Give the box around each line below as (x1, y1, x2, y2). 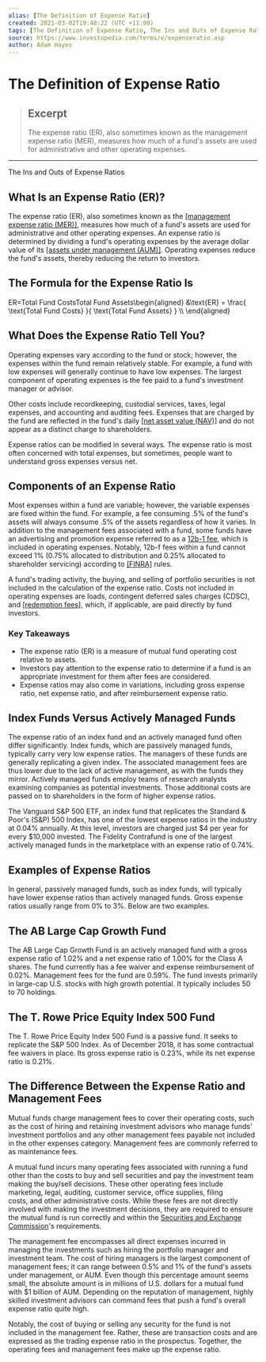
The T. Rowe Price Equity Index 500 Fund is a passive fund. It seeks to (8, 1031, 238, 1041)
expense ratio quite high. (8, 1303, 89, 1313)
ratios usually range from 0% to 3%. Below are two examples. (8, 901, 210, 911)
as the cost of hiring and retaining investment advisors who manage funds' (8, 1121, 253, 1131)
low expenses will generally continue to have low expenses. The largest (8, 366, 242, 377)
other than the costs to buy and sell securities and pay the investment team (8, 1170, 254, 1180)
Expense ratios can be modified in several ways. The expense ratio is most (8, 439, 252, 449)
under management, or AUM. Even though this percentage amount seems (8, 1270, 249, 1280)
